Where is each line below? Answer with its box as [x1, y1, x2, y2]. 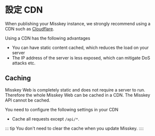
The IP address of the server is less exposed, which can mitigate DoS [12, 55, 151, 60]
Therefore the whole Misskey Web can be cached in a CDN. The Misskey [5, 92, 151, 98]
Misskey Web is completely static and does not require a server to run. [5, 87, 146, 92]
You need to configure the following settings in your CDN [5, 106, 119, 112]
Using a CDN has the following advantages [5, 35, 90, 41]
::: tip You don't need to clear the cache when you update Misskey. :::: [5, 125, 144, 131]
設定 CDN [5, 4, 43, 15]
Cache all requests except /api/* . [12, 116, 80, 121]
